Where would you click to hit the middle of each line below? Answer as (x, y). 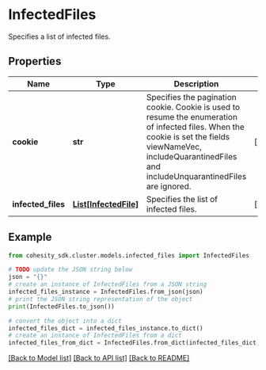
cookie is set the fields (188, 136)
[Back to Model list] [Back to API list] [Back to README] (99, 358)
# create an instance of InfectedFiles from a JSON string (108, 284)
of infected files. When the (196, 127)
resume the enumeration (192, 116)
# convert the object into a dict (65, 321)
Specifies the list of (182, 199)
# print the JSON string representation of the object (101, 299)
